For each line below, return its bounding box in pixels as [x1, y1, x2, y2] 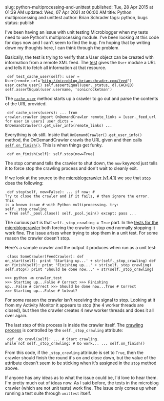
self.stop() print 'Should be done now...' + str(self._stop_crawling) [5, 267, 154, 272]
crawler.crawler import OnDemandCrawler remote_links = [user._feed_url [5, 115, 156, 119]
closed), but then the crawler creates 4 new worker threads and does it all [5, 307, 154, 313]
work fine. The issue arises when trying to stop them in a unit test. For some [5, 230, 158, 236]
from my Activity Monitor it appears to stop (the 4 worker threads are [5, 302, 144, 308]
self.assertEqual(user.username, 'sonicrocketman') [5, 87, 112, 92]
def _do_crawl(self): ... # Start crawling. [7, 337, 99, 342]
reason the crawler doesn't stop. [5, 235, 71, 241]
